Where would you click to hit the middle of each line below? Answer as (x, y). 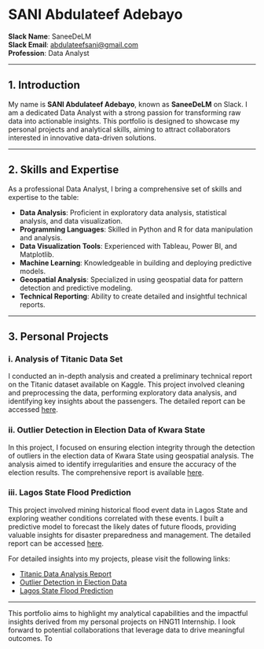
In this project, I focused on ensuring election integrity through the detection (132, 447)
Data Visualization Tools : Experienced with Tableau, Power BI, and (128, 246)
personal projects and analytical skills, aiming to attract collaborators (119, 129)
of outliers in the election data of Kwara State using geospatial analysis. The (131, 455)
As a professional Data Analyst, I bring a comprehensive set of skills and (125, 189)
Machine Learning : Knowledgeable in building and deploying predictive (136, 262)
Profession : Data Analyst (49, 53)
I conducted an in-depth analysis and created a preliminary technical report (130, 376)
